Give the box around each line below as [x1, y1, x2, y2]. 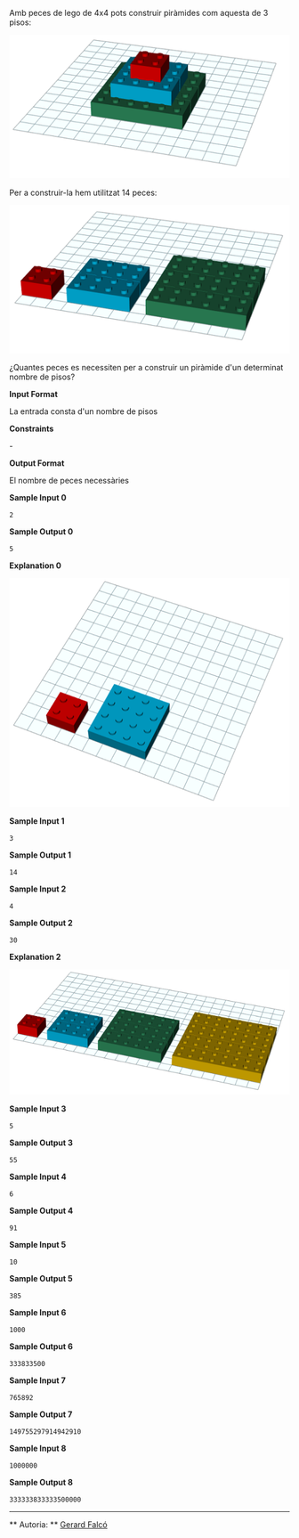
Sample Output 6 [9, 1340, 74, 1352]
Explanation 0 [9, 560, 62, 571]
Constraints [9, 423, 54, 434]
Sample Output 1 [9, 850, 71, 860]
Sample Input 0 [9, 492, 67, 502]
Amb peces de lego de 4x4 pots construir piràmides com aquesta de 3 [9, 8, 269, 18]
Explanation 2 [9, 952, 61, 963]
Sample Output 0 [9, 525, 74, 537]
